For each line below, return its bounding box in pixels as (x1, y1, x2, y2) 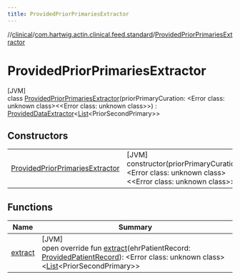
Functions (7, 201, 54, 213)
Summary (118, 222, 152, 232)
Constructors (7, 129, 69, 141)
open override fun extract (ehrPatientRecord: (41, 244, 191, 254)
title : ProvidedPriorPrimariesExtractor (7, 10, 130, 18)
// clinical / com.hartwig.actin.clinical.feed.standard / (7, 30, 156, 39)
